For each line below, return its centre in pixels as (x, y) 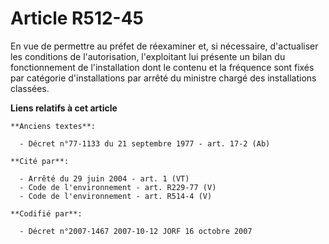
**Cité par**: (40, 161)
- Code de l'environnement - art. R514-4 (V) (116, 196)
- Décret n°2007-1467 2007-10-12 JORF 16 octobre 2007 (136, 231)
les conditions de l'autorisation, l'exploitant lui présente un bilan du (148, 56)
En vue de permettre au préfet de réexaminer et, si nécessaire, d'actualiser (164, 46)
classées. (30, 88)
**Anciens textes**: (53, 126)
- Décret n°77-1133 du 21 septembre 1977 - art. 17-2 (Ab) (145, 143)
